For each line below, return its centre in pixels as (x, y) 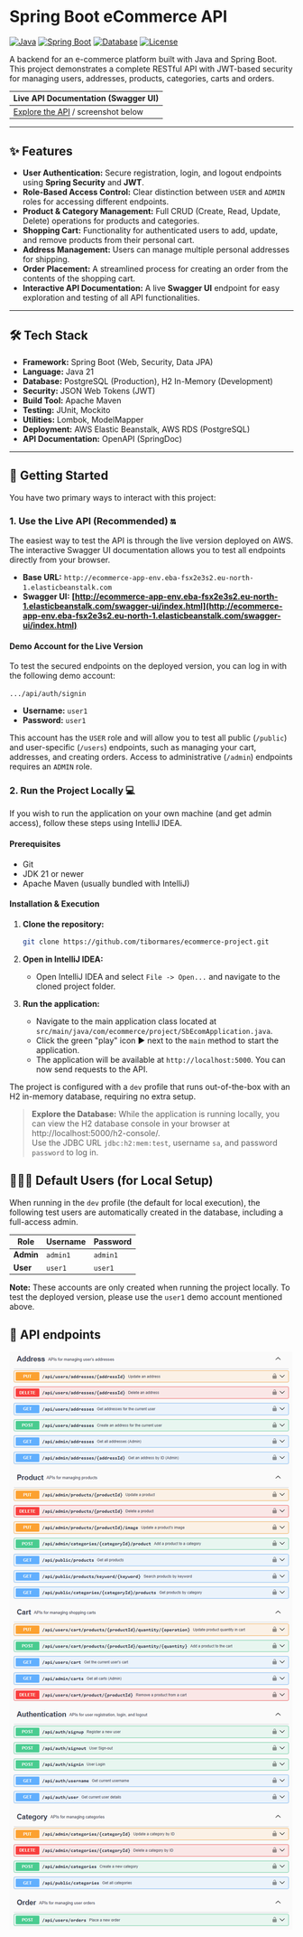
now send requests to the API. (92, 1069)
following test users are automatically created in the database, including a (147, 1212)
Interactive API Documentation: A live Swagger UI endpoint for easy (151, 288)
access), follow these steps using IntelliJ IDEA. (96, 823)
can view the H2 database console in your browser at (130, 1124)
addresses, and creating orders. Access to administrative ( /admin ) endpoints (151, 757)
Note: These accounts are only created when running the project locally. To (150, 1288)
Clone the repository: (63, 924)
